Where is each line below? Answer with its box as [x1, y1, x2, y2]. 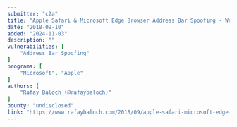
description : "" [7, 37, 55, 44]
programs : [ [7, 63, 42, 70]
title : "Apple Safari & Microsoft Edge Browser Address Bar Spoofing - [7, 17, 222, 24]
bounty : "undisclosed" [7, 102, 74, 109]
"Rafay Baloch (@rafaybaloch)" [20, 89, 112, 96]
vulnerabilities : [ [7, 43, 65, 50]
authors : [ [7, 83, 39, 90]
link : [7, 109, 23, 116]
